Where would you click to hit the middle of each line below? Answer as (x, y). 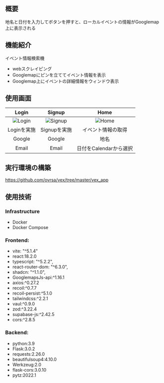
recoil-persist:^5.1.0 (32, 293)
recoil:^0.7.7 (25, 288)
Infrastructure (23, 211)
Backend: (17, 333)
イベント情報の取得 (105, 130)
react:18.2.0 (24, 256)
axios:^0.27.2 (26, 283)
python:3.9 (23, 343)
